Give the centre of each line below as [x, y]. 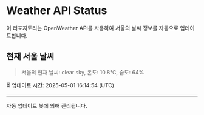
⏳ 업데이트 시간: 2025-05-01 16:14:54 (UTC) [60, 85]
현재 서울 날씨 [30, 57]
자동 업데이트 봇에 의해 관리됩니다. [47, 105]
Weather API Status [57, 11]
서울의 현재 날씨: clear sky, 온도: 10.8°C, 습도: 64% [83, 72]
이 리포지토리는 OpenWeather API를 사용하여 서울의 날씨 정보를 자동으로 [93, 28]
